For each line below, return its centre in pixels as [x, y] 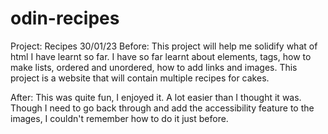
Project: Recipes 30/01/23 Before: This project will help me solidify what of [164, 46]
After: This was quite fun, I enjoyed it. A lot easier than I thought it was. [156, 97]
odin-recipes [65, 18]
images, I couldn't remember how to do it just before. [119, 118]
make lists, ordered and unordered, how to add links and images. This [154, 67]
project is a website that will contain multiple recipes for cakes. [140, 78]
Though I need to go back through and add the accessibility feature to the [162, 108]
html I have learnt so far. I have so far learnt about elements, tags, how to [161, 56]
